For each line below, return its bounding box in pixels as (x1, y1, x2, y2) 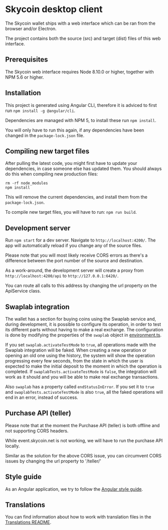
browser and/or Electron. (5, 25, 57, 31)
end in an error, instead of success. (5, 394, 79, 400)
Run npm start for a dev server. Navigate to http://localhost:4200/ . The (5, 237, 156, 243)
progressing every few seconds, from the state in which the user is (5, 358, 143, 364)
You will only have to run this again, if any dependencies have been (5, 127, 144, 133)
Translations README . (5, 519, 52, 525)
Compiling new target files (5, 147, 89, 155)
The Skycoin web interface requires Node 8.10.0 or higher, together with (5, 69, 154, 75)
